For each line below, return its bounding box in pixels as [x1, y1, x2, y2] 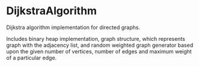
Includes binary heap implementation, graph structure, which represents [6, 35, 185, 42]
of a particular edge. [6, 54, 57, 61]
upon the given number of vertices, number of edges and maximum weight [6, 47, 192, 55]
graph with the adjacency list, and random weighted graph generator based [6, 42, 194, 49]
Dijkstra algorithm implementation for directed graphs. [6, 24, 140, 31]
